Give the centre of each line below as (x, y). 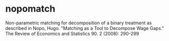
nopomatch (30, 9)
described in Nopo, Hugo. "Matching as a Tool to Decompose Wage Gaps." (85, 28)
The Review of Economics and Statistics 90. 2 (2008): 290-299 (72, 33)
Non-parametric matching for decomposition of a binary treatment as (79, 23)
